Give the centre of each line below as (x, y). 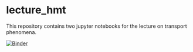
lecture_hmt (36, 10)
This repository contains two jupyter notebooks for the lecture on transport (97, 26)
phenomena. (21, 32)
